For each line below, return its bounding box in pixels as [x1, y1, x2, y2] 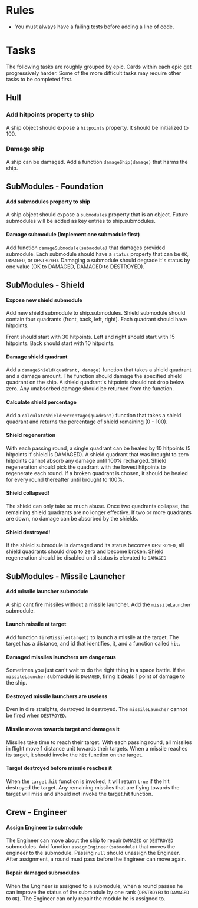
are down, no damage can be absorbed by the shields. [6, 515, 138, 522]
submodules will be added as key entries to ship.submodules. [6, 218, 156, 225]
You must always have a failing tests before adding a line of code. [14, 23, 174, 30]
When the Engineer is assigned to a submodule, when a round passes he [6, 882, 183, 889]
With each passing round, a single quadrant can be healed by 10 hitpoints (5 [6, 445, 191, 452]
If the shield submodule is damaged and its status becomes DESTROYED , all [6, 542, 184, 549]
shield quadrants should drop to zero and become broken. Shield [6, 548, 164, 555]
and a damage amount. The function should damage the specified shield [6, 373, 183, 380]
